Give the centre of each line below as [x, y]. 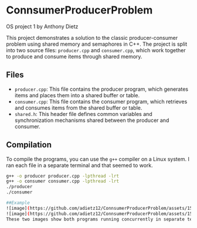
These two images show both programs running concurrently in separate [95, 219]
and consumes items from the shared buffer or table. [78, 108]
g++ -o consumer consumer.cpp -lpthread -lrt [62, 181]
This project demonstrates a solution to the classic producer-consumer [92, 38]
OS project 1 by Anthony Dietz [42, 26]
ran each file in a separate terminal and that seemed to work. [80, 165]
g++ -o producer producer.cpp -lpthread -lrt [62, 176]
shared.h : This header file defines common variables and [83, 114]
